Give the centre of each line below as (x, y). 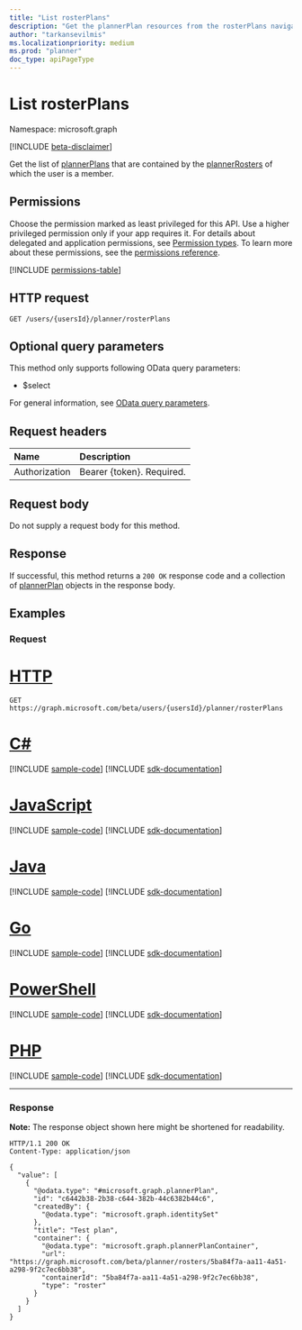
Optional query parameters (87, 346)
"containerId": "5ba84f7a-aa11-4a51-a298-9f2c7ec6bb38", (150, 1277)
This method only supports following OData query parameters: (125, 368)
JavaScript (51, 805)
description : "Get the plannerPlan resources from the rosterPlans (138, 26)
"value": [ (38, 1175)
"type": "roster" (74, 1285)
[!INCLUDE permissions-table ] (65, 269)
